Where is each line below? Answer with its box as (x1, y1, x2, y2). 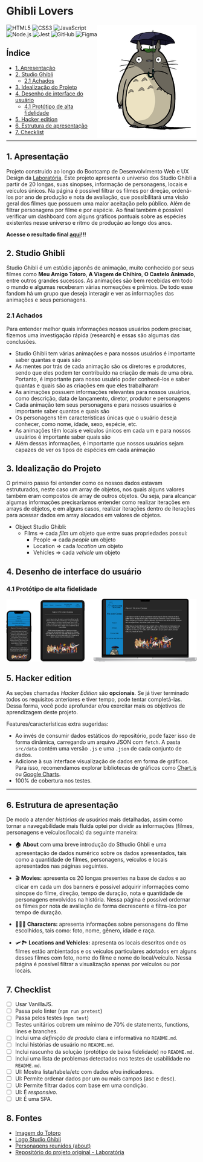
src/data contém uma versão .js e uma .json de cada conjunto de (14, 744, 182, 752)
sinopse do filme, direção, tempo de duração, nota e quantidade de (14, 889, 183, 897)
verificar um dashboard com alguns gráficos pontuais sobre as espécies (6, 213, 187, 220)
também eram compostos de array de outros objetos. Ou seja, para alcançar (6, 492, 196, 500)
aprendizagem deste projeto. (6, 708, 79, 715)
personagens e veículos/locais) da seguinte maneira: (6, 829, 138, 836)
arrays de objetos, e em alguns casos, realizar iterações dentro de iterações (6, 505, 196, 512)
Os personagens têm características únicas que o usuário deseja (14, 414, 177, 421)
